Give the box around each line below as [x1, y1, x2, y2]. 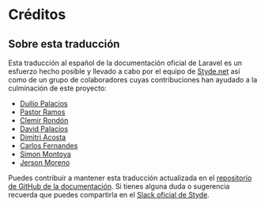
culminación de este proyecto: [8, 83, 107, 93]
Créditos [8, 6, 66, 24]
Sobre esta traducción [8, 37, 120, 51]
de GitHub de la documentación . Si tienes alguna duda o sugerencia [8, 182, 230, 191]
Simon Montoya [19, 149, 71, 159]
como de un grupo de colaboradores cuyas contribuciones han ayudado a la [8, 75, 258, 84]
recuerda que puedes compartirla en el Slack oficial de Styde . [8, 190, 210, 199]
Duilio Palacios [19, 99, 68, 108]
